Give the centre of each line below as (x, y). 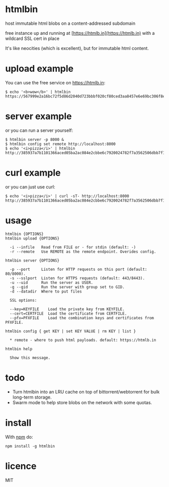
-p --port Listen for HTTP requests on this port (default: (78, 269)
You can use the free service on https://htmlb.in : (55, 82)
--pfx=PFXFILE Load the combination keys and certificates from (82, 318)
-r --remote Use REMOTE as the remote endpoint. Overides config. (83, 252)
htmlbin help (19, 349)
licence (21, 466)
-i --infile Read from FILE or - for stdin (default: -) (73, 247)
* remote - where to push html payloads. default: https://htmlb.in (83, 340)
